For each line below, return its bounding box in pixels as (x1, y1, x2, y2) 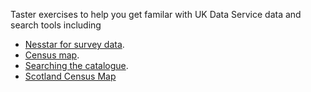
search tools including (10, 19, 102, 31)
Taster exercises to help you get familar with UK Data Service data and (10, 9, 302, 20)
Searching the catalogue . (24, 60, 129, 71)
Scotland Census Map (24, 70, 117, 82)
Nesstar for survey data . (24, 39, 125, 50)
